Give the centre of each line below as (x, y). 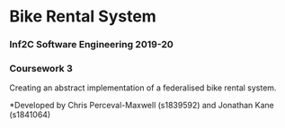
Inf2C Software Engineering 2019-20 (91, 45)
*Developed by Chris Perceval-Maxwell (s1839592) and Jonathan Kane (142, 106)
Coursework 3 (41, 69)
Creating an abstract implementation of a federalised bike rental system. (143, 88)
